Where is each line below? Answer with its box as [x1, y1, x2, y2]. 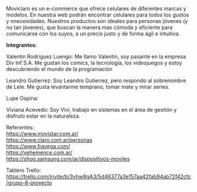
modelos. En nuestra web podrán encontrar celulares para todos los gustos [6, 11, 189, 18]
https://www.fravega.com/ [6, 143, 70, 149]
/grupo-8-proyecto [6, 180, 52, 186]
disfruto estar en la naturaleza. [6, 112, 81, 119]
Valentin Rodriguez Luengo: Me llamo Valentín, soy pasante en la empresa [6, 53, 186, 60]
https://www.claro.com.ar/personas [6, 136, 93, 144]
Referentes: [6, 124, 34, 131]
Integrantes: [6, 41, 37, 48]
